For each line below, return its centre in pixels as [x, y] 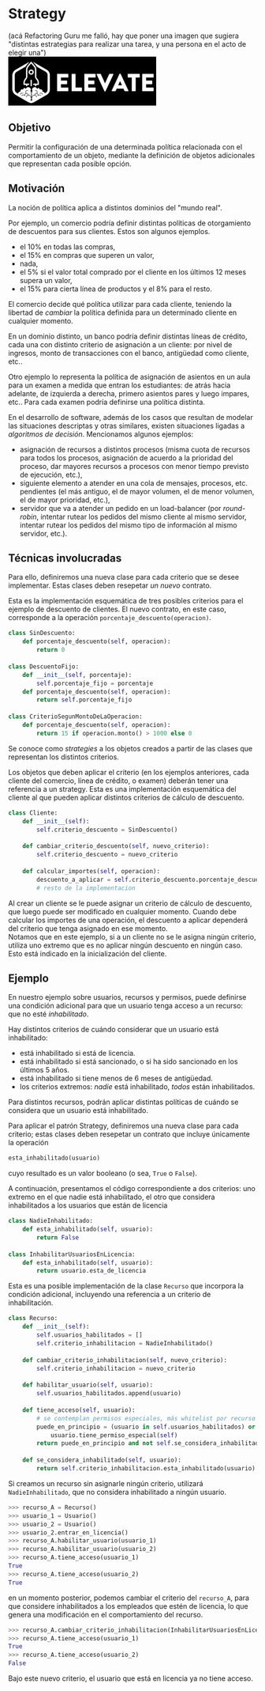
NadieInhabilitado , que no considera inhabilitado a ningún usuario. [118, 1492]
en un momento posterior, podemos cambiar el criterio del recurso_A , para [129, 1598]
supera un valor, [46, 280]
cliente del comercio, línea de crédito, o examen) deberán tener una [118, 781]
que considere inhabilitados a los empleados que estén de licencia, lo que [128, 1606]
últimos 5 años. [44, 1070]
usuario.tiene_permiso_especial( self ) [114, 1435]
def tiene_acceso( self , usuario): [79, 1410]
